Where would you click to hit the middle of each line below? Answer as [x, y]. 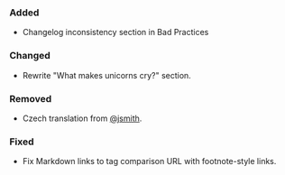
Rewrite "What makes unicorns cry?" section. [106, 75]
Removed [31, 98]
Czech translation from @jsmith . [82, 118]
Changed [30, 56]
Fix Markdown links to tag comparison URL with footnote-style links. [149, 161]
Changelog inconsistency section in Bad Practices [115, 32]
